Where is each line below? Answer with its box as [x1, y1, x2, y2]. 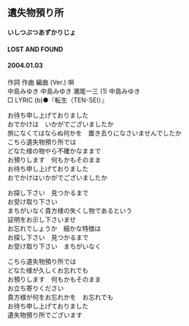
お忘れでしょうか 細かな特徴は [7, 224, 101, 233]
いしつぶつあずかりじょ [7, 28, 76, 36]
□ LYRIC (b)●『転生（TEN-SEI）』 [7, 96, 108, 104]
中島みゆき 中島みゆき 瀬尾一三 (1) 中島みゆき [7, 86, 141, 95]
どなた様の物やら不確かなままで [7, 146, 101, 155]
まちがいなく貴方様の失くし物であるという [7, 206, 133, 215]
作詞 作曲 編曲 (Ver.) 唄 [7, 78, 75, 86]
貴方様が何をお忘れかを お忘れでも [7, 292, 114, 301]
